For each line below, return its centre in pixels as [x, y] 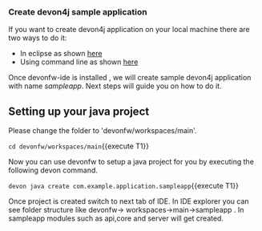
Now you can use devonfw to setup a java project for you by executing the [131, 162]
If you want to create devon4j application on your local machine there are [129, 30]
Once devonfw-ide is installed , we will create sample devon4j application [130, 78]
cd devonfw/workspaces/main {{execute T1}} [79, 146]
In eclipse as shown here [61, 54]
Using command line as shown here [79, 62]
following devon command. [53, 170]
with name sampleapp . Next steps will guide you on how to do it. [115, 86]
